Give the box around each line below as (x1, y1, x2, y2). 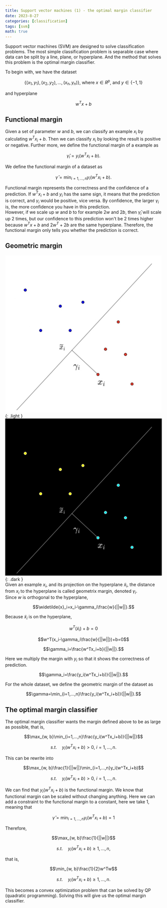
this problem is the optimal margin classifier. (5, 59, 95, 65)
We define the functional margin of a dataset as (5, 164, 103, 170)
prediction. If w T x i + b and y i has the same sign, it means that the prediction (5, 190, 160, 198)
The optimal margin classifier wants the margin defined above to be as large (5, 719, 161, 725)
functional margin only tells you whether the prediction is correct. (5, 227, 139, 233)
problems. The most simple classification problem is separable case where (5, 49, 159, 55)
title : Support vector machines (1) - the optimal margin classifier (5, 8, 153, 13)
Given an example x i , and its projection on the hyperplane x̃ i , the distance (5, 581, 155, 588)
